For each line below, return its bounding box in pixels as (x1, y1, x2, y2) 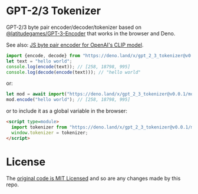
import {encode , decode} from (6, 52, 81, 58)
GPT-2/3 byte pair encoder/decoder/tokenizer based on (6, 24, 141, 31)
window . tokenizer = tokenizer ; (11, 130, 88, 136)
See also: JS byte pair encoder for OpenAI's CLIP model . (6, 41, 144, 48)
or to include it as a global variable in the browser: (6, 107, 128, 114)
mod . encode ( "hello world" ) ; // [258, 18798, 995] (6, 97, 131, 103)
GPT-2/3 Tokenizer (6, 4, 101, 18)
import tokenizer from (11, 124, 67, 130)
